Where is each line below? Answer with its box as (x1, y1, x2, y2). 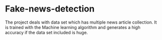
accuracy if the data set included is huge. (5, 29, 88, 35)
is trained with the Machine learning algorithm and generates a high (5, 24, 141, 30)
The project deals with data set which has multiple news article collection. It (5, 19, 157, 25)
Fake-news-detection (5, 3, 95, 14)
